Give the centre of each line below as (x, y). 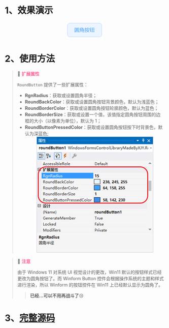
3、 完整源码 (30, 318)
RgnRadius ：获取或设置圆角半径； (61, 95)
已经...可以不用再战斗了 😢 (57, 295)
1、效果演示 (29, 10)
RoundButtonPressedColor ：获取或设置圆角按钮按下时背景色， (91, 127)
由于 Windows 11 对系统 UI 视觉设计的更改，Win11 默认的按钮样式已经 (89, 272)
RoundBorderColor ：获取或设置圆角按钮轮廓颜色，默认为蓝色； (92, 108)
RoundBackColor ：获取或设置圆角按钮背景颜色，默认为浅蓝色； (92, 102)
